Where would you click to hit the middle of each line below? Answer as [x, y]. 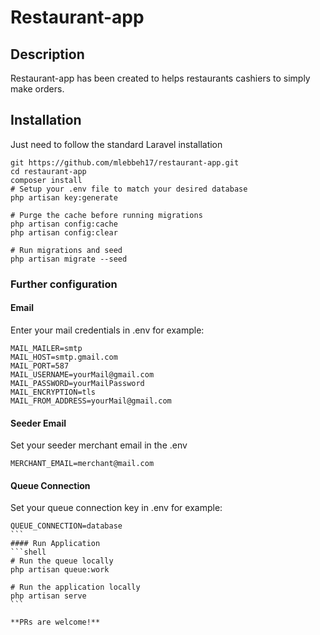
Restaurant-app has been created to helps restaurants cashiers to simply [160, 78]
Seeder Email [38, 423]
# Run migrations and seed [66, 250]
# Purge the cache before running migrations [106, 215]
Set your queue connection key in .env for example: [116, 508]
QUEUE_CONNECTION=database [66, 526]
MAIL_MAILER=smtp [46, 348]
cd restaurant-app [48, 171]
